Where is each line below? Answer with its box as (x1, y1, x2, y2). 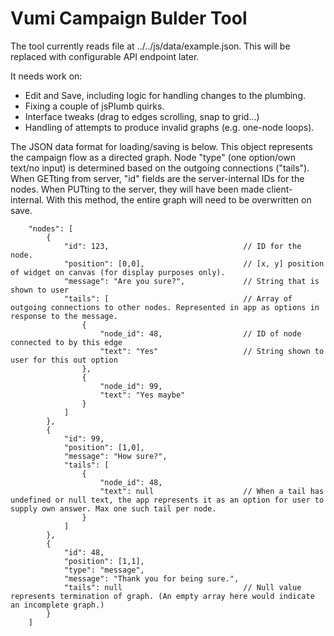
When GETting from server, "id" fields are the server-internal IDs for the (10, 172, 305, 184)
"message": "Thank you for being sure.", (63, 573, 240, 584)
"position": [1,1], (63, 556, 145, 566)
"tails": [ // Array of (63, 293, 293, 304)
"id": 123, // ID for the (63, 241, 302, 251)
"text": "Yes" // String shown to (99, 346, 325, 356)
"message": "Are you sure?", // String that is (63, 276, 320, 286)
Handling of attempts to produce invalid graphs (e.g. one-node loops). (24, 121, 315, 133)
